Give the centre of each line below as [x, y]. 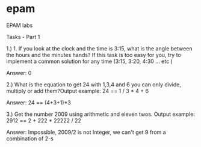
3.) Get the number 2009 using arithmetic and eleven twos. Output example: [101, 114]
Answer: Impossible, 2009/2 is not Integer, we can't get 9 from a [86, 132]
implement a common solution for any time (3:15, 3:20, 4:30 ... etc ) [90, 61]
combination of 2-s [30, 138]
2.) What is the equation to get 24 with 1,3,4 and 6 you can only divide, [94, 84]
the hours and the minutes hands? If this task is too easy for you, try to [94, 55]
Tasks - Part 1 [23, 37]
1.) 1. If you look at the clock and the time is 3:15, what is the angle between [99, 48]
